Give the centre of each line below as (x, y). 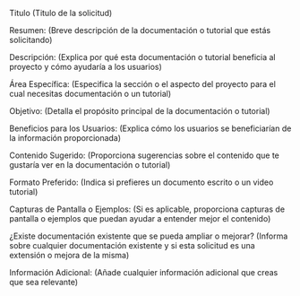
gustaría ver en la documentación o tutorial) (90, 165)
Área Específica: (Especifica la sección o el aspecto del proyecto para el (142, 84)
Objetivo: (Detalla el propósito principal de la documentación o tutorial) (140, 111)
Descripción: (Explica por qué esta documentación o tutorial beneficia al (142, 57)
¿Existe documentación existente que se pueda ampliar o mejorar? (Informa (149, 236)
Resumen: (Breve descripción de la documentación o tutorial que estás (140, 30)
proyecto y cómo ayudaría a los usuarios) (86, 67)
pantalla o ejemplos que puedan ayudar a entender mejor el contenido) (140, 218)
